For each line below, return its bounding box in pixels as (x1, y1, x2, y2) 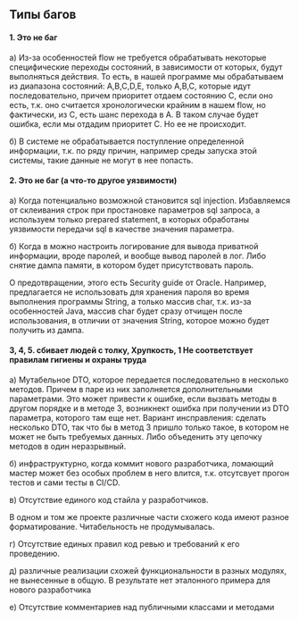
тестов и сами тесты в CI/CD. (9, 477, 120, 488)
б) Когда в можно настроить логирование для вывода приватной (9, 240, 259, 251)
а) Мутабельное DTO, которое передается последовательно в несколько (9, 374, 289, 385)
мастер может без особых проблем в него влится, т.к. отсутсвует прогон (9, 468, 290, 478)
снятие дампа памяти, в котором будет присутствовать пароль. (9, 259, 254, 271)
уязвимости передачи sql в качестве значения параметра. (9, 223, 235, 234)
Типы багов (9, 7, 77, 22)
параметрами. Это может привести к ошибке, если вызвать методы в (9, 393, 278, 404)
